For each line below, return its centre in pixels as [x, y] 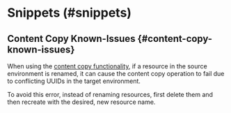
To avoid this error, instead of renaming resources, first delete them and [110, 95]
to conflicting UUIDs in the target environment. [74, 81]
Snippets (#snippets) [70, 13]
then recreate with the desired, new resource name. [81, 102]
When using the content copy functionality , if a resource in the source [107, 66]
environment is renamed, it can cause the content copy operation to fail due [116, 74]
